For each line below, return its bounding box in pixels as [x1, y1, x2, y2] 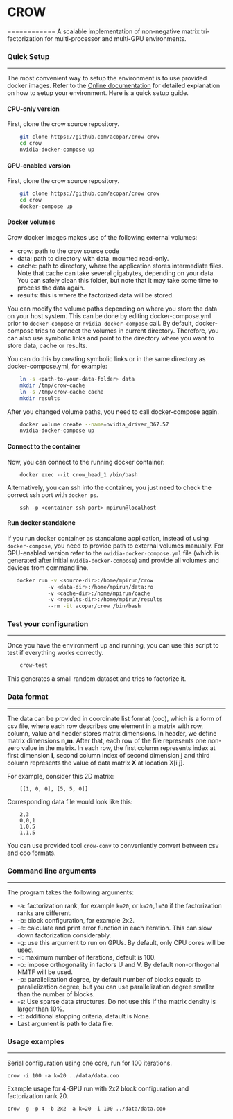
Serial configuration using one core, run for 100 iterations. [7, 1059, 172, 1068]
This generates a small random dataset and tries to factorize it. [7, 675, 187, 683]
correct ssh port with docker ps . [7, 490, 98, 499]
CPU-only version [7, 105, 60, 113]
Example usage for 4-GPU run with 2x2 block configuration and [7, 1084, 189, 1093]
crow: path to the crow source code [17, 247, 120, 255]
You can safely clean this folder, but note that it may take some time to [17, 277, 218, 285]
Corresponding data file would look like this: [7, 797, 133, 806]
